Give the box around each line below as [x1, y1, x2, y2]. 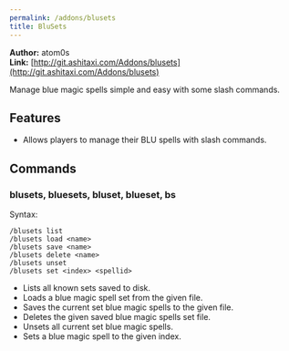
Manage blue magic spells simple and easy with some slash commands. [9, 84, 281, 95]
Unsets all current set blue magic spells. [22, 321, 173, 332]
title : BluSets [9, 22, 67, 31]
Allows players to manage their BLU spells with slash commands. [22, 134, 267, 146]
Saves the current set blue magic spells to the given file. [22, 302, 234, 313]
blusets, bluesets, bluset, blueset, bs [9, 188, 176, 201]
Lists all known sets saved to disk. [22, 283, 151, 293]
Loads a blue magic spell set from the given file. [22, 293, 203, 303]
